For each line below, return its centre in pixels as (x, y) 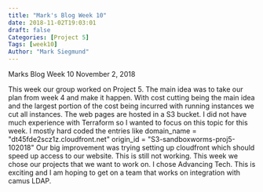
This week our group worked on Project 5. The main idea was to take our (126, 89)
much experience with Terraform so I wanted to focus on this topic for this (128, 123)
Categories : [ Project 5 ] (49, 37)
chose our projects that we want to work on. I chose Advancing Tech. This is (132, 164)
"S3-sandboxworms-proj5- (192, 139)
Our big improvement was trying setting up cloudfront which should (145, 147)
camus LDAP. (30, 181)
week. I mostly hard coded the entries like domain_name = (102, 131)
